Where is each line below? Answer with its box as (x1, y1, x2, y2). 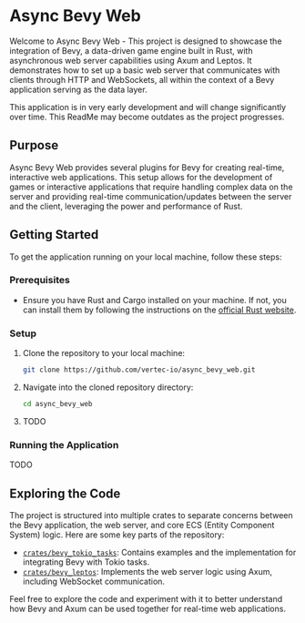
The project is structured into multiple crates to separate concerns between (9, 510, 293, 521)
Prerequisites (9, 274, 70, 287)
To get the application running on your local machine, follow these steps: (9, 251, 282, 262)
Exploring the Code (9, 485, 121, 501)
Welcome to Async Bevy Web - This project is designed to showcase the (9, 36, 282, 46)
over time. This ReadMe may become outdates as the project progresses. (9, 111, 285, 122)
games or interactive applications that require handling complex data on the (9, 181, 293, 192)
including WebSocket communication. (22, 576, 166, 587)
